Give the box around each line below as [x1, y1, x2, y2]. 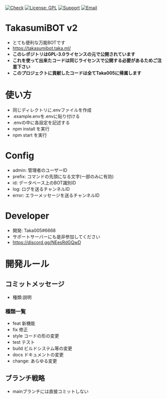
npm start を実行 [12, 132, 47, 138]
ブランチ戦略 [5, 374, 45, 382]
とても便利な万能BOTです [12, 39, 66, 45]
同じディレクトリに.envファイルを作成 [12, 107, 92, 113]
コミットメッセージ [5, 280, 65, 289]
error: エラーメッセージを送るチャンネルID [12, 192, 100, 198]
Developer [5, 210, 49, 221]
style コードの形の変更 [12, 333, 59, 339]
